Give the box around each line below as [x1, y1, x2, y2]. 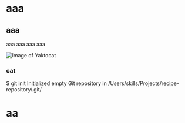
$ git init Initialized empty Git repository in [6, 80, 107, 87]
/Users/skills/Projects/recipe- [107, 80, 179, 87]
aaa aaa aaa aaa [6, 40, 46, 47]
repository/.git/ [6, 86, 42, 93]
